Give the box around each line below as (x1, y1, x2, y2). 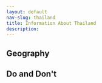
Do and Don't (6, 69, 56, 79)
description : (6, 25, 39, 32)
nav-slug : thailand (6, 15, 56, 21)
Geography (6, 48, 50, 58)
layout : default (6, 8, 47, 15)
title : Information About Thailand (6, 20, 97, 26)
